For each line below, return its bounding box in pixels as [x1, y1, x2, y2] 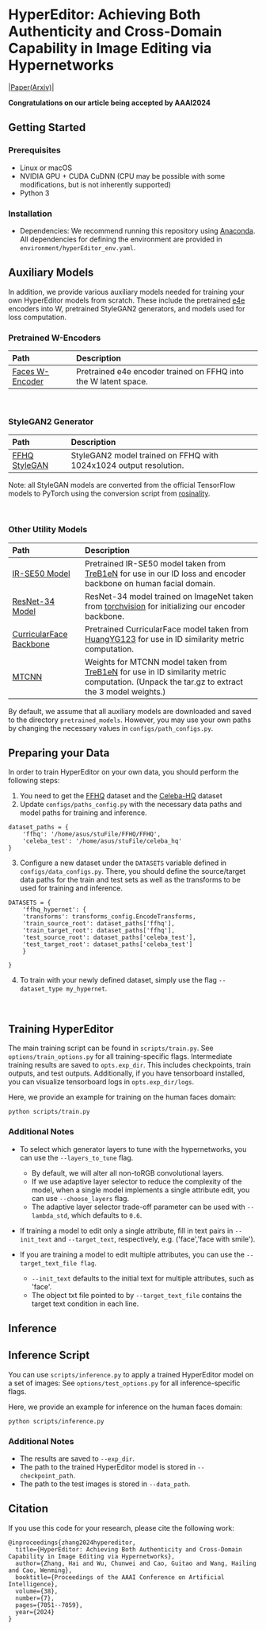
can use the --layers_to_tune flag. [19, 1153, 134, 1162]
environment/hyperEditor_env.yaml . [19, 242, 136, 252]
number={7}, [15, 1594, 55, 1602]
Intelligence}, [8, 1580, 59, 1588]
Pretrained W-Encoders [8, 332, 101, 343]
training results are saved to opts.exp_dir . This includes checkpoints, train [8, 1060, 252, 1070]
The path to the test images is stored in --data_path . [19, 1479, 191, 1489]
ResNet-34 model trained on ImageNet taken [84, 590, 253, 601]
